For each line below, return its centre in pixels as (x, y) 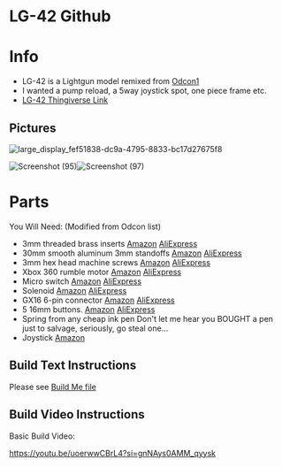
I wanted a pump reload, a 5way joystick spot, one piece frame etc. (144, 91)
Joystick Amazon (53, 337)
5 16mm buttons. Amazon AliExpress (88, 309)
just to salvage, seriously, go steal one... (95, 328)
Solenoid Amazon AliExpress (74, 290)
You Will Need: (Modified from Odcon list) (85, 226)
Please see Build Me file (53, 387)
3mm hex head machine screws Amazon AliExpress (116, 262)
